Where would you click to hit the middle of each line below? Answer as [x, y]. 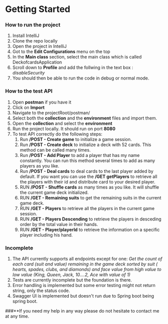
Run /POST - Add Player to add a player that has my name [80, 155]
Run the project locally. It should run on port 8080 [64, 128]
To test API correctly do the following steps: [57, 134]
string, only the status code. [41, 290]
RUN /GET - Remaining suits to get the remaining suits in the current [90, 197]
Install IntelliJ [26, 35]
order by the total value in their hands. [59, 224]
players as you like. [40, 165]
